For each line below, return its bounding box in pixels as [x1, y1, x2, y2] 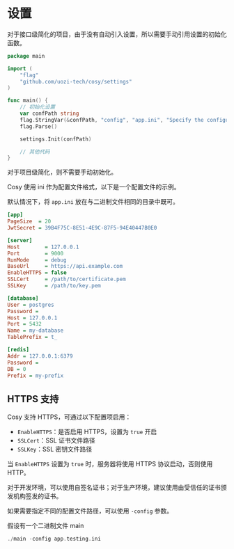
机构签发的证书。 [13, 492, 63, 500]
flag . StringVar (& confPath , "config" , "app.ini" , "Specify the [19, 116, 204, 123]
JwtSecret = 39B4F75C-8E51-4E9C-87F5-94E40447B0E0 [7, 225, 157, 232]
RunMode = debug [7, 256, 68, 264]
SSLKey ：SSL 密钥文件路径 [17, 445, 93, 454]
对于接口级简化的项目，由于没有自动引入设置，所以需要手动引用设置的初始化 [7, 30, 227, 38]
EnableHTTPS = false [7, 269, 68, 276]
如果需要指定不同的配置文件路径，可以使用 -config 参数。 [7, 507, 173, 515]
